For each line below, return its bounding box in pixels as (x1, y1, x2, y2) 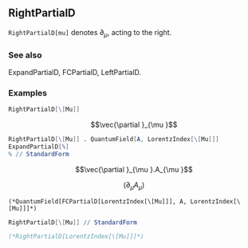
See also (8, 49, 42, 61)
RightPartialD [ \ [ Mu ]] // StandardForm (8, 218, 137, 226)
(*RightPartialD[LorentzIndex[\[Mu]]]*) (8, 233, 145, 241)
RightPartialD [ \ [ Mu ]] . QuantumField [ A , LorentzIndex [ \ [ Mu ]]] (8, 136, 219, 144)
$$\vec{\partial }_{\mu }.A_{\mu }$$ (75, 164, 193, 174)
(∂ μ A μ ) (123, 179, 145, 191)
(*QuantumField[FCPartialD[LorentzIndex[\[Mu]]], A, (8, 197, 187, 206)
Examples (8, 87, 48, 98)
